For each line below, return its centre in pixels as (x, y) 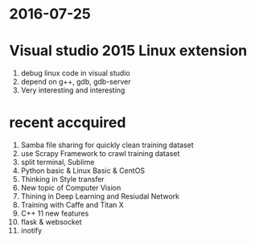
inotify (31, 231)
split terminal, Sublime (58, 163)
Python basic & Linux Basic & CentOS (83, 171)
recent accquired (68, 123)
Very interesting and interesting (73, 90)
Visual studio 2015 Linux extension (128, 51)
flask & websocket (51, 222)
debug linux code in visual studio (76, 73)
